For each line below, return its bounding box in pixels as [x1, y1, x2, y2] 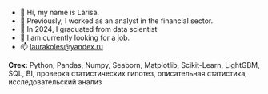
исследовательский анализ [8, 77, 102, 87]
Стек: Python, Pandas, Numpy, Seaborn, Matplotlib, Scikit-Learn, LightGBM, [8, 61, 260, 69]
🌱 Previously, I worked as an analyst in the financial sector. [19, 16, 214, 25]
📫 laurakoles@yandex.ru [19, 42, 104, 51]
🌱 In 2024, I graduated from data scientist [19, 25, 158, 33]
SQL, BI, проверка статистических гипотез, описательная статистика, [8, 69, 248, 78]
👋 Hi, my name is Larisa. [19, 8, 100, 17]
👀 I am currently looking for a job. [19, 33, 130, 42]
